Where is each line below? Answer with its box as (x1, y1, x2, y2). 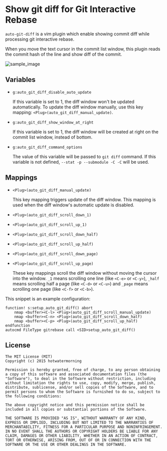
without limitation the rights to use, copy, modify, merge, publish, (5, 381, 156, 386)
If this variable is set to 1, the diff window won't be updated (12, 98, 134, 104)
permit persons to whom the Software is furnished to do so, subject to (5, 389, 160, 395)
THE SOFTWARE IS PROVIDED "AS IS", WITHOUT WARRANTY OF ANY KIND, (5, 416, 147, 421)
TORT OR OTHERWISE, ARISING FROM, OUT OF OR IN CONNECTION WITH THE (5, 438, 151, 443)
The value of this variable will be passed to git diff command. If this (12, 153, 156, 159)
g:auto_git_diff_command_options (12, 145, 83, 150)
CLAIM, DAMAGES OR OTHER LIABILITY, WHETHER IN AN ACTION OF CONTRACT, (5, 433, 158, 438)
